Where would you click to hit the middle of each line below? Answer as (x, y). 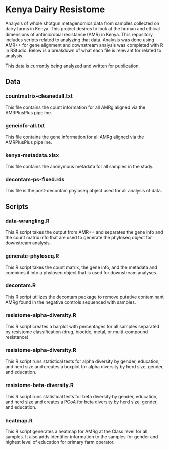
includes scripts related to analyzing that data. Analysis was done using (80, 40)
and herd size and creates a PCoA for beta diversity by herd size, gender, (81, 402)
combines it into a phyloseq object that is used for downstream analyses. (81, 272)
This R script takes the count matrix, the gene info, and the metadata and (81, 267)
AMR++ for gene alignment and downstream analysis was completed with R (84, 45)
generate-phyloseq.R (32, 256)
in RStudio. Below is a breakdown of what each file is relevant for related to (83, 50)
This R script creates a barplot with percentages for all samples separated (82, 327)
